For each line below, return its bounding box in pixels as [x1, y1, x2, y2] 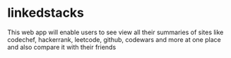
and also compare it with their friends [7, 43, 117, 51]
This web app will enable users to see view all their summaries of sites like [7, 28, 224, 36]
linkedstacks [7, 5, 85, 21]
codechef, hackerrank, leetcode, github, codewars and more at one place [7, 35, 221, 43]
